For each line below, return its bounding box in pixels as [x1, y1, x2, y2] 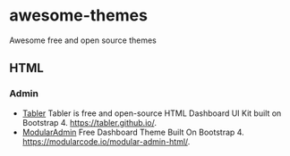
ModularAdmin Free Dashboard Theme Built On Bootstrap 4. [21, 127, 244, 137]
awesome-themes [9, 5, 148, 26]
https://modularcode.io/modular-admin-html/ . [21, 135, 191, 147]
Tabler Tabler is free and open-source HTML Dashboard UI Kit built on [21, 108, 282, 119]
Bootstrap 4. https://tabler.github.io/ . [21, 117, 157, 127]
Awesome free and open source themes [9, 35, 157, 45]
